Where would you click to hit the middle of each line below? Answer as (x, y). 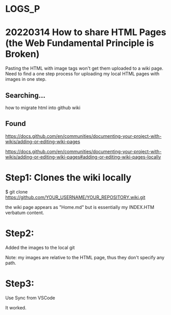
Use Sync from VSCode (30, 298)
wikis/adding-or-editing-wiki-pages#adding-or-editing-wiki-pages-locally (83, 157)
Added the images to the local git (40, 247)
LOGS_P (23, 9)
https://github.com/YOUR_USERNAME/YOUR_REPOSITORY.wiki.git (75, 197)
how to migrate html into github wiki (43, 108)
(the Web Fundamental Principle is (80, 43)
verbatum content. (25, 213)
